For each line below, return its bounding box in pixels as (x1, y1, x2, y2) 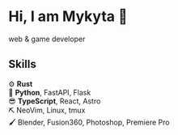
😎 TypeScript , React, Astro (8, 96, 101, 106)
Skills (8, 57, 36, 71)
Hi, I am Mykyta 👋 (8, 7, 128, 26)
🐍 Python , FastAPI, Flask (8, 87, 91, 97)
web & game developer (8, 34, 86, 44)
